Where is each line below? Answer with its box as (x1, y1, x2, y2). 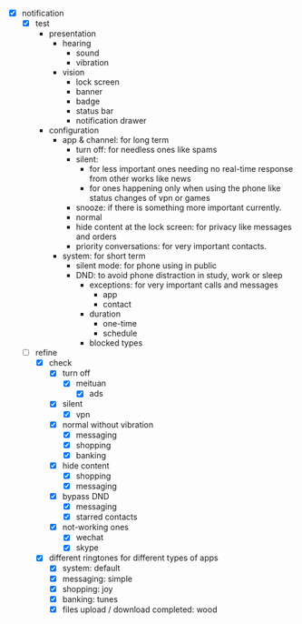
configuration (48, 125, 100, 136)
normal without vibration (62, 418, 154, 430)
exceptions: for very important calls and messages (89, 279, 278, 290)
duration (89, 308, 122, 319)
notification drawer (75, 116, 147, 126)
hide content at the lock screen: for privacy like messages (75, 222, 292, 233)
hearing (62, 38, 92, 49)
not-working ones (62, 522, 129, 533)
